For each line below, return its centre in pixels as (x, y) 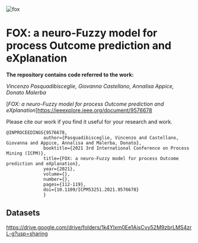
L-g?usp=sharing (27, 234)
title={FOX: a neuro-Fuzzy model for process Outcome (111, 158)
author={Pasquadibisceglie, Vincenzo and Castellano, (111, 138)
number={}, (57, 179)
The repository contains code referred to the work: (70, 75)
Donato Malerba (26, 92)
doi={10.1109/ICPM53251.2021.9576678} (91, 190)
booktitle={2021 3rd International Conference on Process (116, 148)
